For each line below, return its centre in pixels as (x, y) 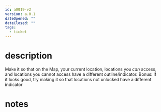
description (29, 56)
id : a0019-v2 (18, 9)
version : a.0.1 (20, 14)
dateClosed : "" (20, 23)
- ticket (18, 32)
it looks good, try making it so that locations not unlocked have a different (78, 79)
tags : (10, 28)
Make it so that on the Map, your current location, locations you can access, (81, 69)
